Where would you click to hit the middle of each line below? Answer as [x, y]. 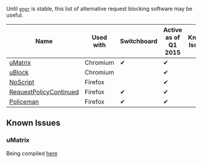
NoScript [22, 82]
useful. [15, 15]
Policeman [24, 102]
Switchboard [139, 41]
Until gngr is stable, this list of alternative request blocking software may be [99, 9]
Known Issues [33, 123]
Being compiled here [32, 153]
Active [173, 30]
